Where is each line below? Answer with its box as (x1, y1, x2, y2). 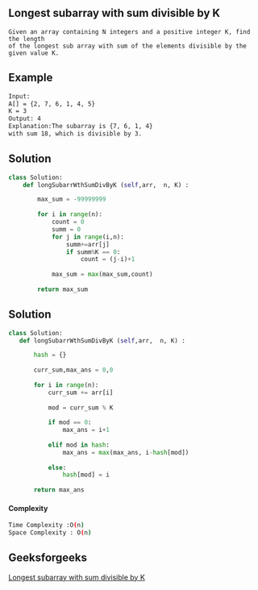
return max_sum (37, 285, 89, 293)
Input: (8, 92, 31, 100)
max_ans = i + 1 (62, 426, 110, 434)
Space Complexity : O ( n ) (8, 529, 92, 537)
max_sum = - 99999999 (37, 195, 106, 204)
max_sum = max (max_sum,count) (51, 270, 153, 279)
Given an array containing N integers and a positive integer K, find (8, 27, 251, 35)
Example (8, 71, 53, 85)
